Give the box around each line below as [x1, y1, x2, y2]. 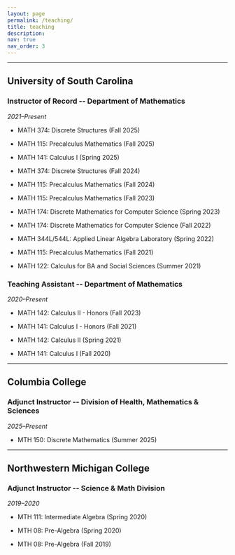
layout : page [7, 10, 45, 18]
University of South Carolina [7, 75, 134, 88]
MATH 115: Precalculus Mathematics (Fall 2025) [17, 139, 155, 148]
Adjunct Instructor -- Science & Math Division [7, 483, 166, 493]
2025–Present [7, 422, 48, 430]
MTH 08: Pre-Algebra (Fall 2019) [17, 540, 112, 549]
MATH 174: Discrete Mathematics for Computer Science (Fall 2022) [17, 221, 211, 229]
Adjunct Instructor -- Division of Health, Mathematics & [7, 397, 199, 407]
